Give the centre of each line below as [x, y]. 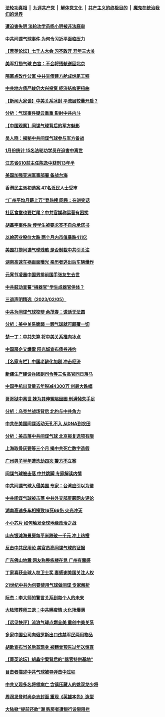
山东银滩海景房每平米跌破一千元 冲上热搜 [47, 535]
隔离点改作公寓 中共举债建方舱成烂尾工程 [47, 76]
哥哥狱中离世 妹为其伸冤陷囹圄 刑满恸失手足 [50, 399]
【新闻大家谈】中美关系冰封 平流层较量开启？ [52, 101]
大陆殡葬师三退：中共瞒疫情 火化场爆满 [45, 610]
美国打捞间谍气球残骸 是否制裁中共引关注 [47, 250]
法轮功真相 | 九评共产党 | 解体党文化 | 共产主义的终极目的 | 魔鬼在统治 [80, 8]
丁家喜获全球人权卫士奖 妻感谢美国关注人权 [49, 572]
